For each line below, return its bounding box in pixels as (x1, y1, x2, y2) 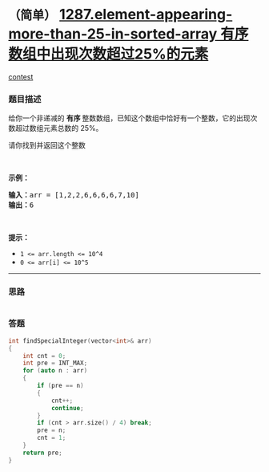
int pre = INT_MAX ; (22, 359, 88, 368)
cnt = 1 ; (37, 434, 66, 442)
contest (8, 71, 34, 81)
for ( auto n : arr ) (22, 367, 88, 375)
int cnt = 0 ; (22, 352, 66, 360)
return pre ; (22, 449, 62, 457)
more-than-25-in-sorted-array (8, 25, 218, 43)
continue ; (50, 404, 84, 412)
